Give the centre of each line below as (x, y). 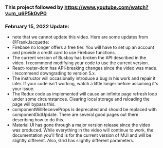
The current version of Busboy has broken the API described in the (79, 58)
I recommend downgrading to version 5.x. (54, 73)
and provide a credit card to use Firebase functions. (64, 53)
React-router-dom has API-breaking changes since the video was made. (85, 68)
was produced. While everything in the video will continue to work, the (83, 130)
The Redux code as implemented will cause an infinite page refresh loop (84, 94)
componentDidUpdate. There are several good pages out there (75, 115)
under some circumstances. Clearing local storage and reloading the (81, 99)
